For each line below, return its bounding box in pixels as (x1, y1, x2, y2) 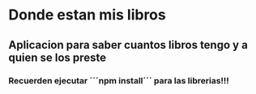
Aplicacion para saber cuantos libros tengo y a (8, 38, 249, 52)
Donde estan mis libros (8, 6, 166, 24)
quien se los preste (8, 50, 107, 64)
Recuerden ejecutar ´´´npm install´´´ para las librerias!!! (8, 75, 229, 86)
